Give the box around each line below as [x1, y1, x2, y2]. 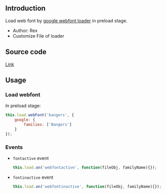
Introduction [5, 4, 46, 13]
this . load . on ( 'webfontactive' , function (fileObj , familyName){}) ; [12, 165, 157, 170]
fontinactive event [12, 174, 54, 180]
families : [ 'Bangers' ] [23, 122, 72, 127]
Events [5, 144, 23, 151]
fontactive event [12, 155, 49, 161]
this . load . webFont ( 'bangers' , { [5, 113, 74, 118]
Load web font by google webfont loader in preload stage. [5, 17, 128, 23]
